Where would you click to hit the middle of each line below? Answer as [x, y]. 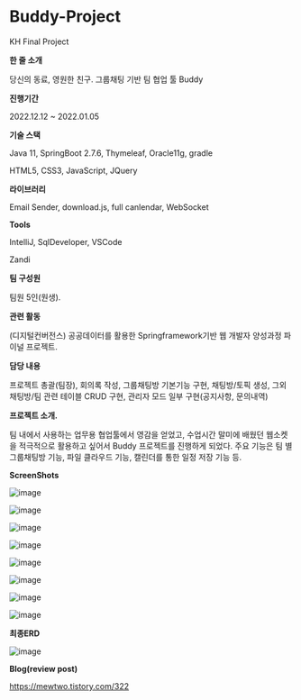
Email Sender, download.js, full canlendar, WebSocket [109, 207]
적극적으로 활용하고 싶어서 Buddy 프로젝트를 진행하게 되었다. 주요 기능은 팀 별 [155, 445]
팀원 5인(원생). [35, 297]
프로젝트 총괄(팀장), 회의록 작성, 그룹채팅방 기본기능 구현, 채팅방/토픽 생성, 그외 [148, 385]
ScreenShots [34, 475]
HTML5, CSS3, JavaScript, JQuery [73, 170]
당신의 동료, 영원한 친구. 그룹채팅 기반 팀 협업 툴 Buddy [106, 79]
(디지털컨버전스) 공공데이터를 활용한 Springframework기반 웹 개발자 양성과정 [146, 335]
